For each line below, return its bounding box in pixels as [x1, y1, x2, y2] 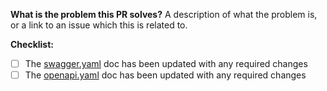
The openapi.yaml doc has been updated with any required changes [24, 69, 307, 81]
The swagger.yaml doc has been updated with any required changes [24, 58, 308, 69]
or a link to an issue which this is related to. [10, 19, 188, 31]
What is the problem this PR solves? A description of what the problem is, [10, 9, 318, 20]
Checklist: [10, 39, 55, 50]
